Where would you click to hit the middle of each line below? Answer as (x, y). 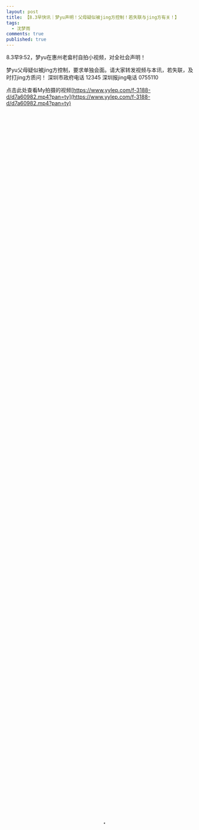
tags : (13, 23)
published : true (26, 39)
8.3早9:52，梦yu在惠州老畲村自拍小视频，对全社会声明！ (76, 57)
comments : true (25, 34)
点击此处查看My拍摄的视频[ (40, 90)
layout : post (22, 12)
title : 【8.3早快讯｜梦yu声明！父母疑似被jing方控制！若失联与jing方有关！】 (93, 17)
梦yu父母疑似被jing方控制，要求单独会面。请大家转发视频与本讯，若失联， (97, 70)
